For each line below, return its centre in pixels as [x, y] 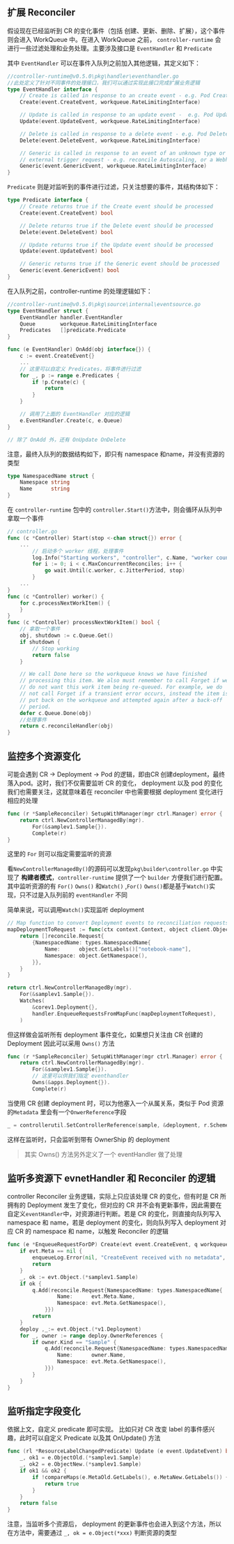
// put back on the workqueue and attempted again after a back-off [121, 700]
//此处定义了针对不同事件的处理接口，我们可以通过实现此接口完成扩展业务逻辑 [104, 82]
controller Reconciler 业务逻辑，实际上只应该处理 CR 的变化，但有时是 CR [113, 1197]
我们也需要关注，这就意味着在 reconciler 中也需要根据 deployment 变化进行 [115, 792]
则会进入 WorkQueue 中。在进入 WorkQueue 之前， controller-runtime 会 [114, 39]
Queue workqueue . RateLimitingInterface [88, 324]
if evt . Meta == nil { [51, 1251]
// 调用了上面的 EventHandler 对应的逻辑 [75, 414]
